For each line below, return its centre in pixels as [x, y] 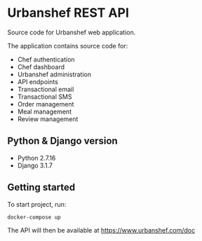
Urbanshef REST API [68, 13]
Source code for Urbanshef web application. [72, 32]
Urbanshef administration [54, 74]
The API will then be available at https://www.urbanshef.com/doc [101, 230]
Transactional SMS [45, 97]
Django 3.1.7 [35, 165]
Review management [48, 119]
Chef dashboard [41, 67]
